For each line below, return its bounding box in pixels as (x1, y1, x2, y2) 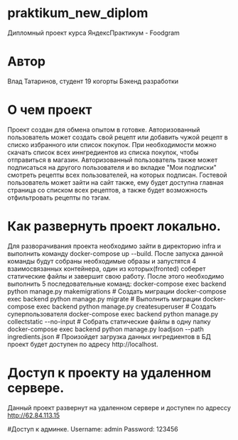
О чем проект (7, 102, 92, 118)
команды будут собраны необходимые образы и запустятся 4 (7, 257, 197, 265)
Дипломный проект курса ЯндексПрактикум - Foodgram (7, 28, 180, 37)
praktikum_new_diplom (7, 5, 148, 21)
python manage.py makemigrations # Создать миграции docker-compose (7, 286, 227, 296)
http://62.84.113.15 (7, 411, 60, 419)
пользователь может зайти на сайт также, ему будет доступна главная (7, 178, 224, 186)
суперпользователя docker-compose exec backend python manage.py (7, 309, 219, 318)
